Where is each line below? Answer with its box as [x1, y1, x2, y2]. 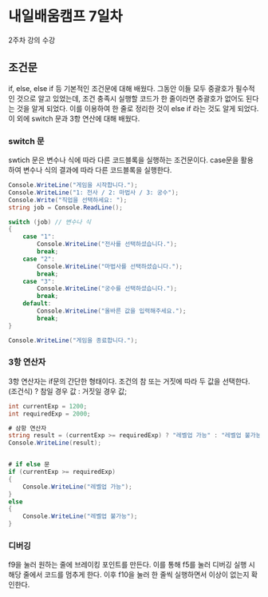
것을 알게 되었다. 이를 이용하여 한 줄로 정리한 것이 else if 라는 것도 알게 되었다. [16, 103, 259, 113]
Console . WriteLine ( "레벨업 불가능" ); [22, 512, 138, 520]
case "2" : [22, 255, 56, 263]
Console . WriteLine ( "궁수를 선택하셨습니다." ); [37, 285, 178, 293]
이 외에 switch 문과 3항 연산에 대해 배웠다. [8, 113, 140, 123]
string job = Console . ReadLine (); [8, 203, 124, 212]
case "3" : [22, 277, 56, 285]
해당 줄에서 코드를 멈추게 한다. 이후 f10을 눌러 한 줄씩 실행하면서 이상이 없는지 [8, 570, 250, 579]
